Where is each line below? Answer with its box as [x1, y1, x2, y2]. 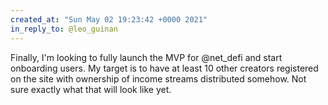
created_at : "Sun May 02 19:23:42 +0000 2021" [10, 14, 208, 25]
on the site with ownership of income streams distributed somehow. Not [10, 72, 307, 85]
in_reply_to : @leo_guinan [10, 24, 118, 34]
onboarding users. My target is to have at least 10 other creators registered [10, 62, 319, 74]
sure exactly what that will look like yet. [10, 83, 172, 95]
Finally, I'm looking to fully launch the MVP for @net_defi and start [10, 51, 283, 63]
